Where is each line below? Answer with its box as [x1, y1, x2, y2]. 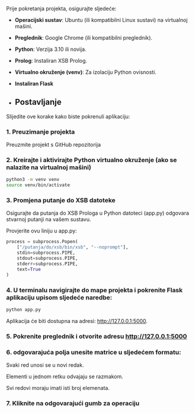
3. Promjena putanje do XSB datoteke [6, 196, 116, 205]
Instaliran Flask [14, 80, 53, 87]
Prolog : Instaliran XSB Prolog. [14, 57, 88, 64]
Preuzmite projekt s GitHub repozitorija [6, 141, 101, 149]
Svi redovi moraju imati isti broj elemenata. [6, 384, 110, 391]
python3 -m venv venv [6, 177, 60, 183]
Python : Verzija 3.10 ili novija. [14, 46, 87, 53]
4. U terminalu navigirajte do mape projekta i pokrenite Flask [6, 286, 183, 294]
